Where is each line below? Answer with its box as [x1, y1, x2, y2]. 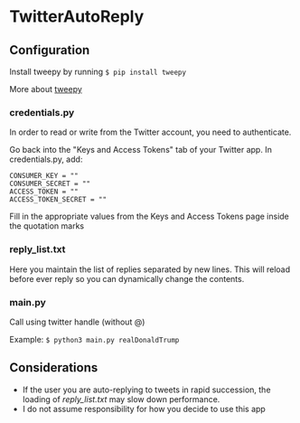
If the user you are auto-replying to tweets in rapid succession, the [22, 384, 271, 395]
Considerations [9, 360, 98, 376]
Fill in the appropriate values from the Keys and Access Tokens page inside [9, 211, 289, 222]
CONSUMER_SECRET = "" [9, 179, 91, 189]
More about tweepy [9, 84, 83, 94]
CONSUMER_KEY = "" [9, 172, 79, 181]
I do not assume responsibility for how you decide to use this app [22, 403, 267, 414]
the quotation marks [9, 221, 84, 231]
